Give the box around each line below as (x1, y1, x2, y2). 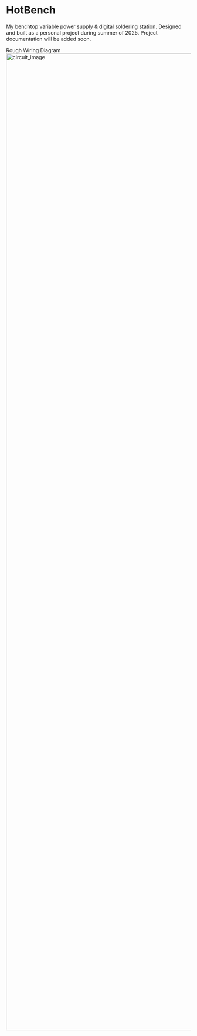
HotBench (6, 4, 56, 17)
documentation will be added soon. (6, 35, 91, 42)
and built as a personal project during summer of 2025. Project (6, 29, 158, 36)
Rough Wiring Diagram (6, 46, 61, 53)
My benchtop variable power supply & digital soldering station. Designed (6, 23, 182, 30)
